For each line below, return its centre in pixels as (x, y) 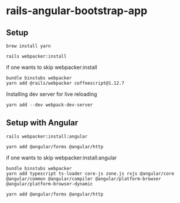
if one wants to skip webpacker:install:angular (62, 158)
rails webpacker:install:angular (47, 137)
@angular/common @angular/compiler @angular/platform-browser (84, 179)
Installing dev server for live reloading (52, 94)
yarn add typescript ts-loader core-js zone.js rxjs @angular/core (90, 174)
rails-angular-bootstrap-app (77, 11)
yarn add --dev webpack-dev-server (50, 105)
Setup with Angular (42, 123)
